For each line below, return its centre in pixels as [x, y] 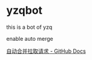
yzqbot [25, 10]
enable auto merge [30, 38]
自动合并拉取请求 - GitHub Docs [46, 51]
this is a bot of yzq [29, 27]
